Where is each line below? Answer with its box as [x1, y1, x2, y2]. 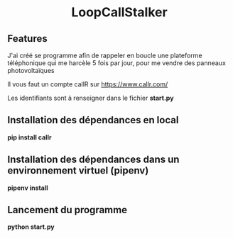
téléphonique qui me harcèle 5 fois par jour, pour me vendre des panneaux [7, 59, 226, 67]
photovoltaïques [7, 67, 55, 74]
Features [7, 33, 48, 45]
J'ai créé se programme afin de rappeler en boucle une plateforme [7, 51, 202, 59]
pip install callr [7, 132, 52, 142]
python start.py [7, 222, 55, 231]
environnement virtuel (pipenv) [7, 164, 149, 177]
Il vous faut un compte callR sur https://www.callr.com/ [7, 80, 168, 89]
